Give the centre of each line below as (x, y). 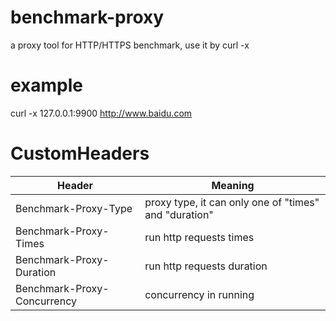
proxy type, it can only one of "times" (232, 202)
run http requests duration (206, 266)
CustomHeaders (80, 153)
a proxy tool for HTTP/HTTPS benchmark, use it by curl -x (130, 45)
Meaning (233, 185)
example (47, 85)
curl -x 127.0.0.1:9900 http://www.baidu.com (101, 113)
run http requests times (199, 237)
